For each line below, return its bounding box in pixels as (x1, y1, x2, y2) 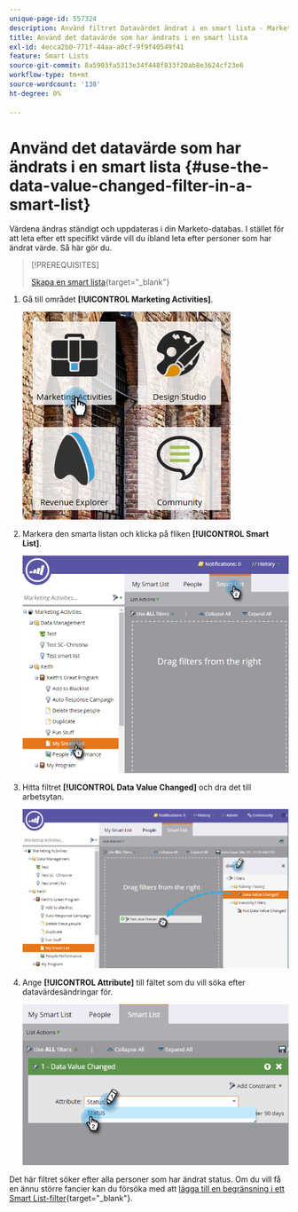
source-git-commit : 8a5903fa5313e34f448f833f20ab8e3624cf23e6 (9, 61, 244, 70)
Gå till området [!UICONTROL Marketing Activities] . (21, 294, 214, 305)
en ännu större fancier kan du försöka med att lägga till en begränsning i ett (9, 1184, 286, 1194)
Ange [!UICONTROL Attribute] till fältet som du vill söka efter (21, 977, 246, 988)
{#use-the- (184, 156, 270, 177)
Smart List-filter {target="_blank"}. (9, 1193, 133, 1204)
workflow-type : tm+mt (9, 71, 90, 80)
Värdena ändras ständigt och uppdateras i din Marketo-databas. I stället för (9, 224, 285, 234)
